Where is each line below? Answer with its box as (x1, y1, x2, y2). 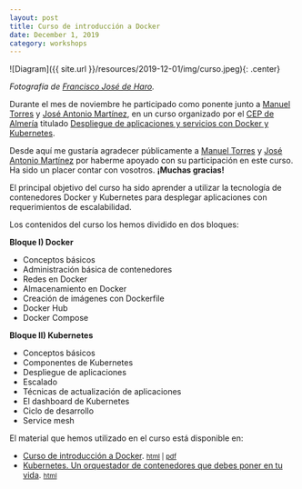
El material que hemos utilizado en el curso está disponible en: (9, 433, 244, 444)
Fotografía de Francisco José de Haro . (9, 81, 155, 92)
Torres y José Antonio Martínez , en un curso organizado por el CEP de (9, 108, 275, 119)
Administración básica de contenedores (22, 264, 173, 275)
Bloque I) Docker (9, 237, 75, 248)
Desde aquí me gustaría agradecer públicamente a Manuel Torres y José (9, 145, 283, 156)
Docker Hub (22, 303, 68, 314)
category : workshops (9, 38, 88, 48)
